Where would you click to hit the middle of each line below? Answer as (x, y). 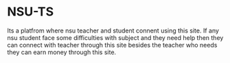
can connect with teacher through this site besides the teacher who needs (112, 45)
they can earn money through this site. (62, 52)
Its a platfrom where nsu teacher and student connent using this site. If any (113, 30)
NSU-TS (30, 12)
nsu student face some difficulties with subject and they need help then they (115, 37)
